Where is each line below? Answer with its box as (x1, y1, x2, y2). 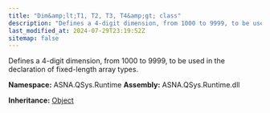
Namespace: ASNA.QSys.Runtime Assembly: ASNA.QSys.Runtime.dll (8, 80, 240, 90)
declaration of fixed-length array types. (8, 65, 139, 75)
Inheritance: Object (8, 95, 74, 105)
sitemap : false (8, 34, 59, 42)
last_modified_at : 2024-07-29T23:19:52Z (8, 26, 146, 34)
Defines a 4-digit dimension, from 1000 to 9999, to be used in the (8, 56, 225, 66)
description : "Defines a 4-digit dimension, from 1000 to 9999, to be (8, 19, 250, 27)
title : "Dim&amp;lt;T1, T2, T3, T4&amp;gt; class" (8, 11, 182, 20)
